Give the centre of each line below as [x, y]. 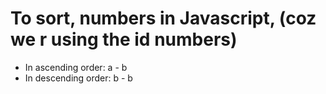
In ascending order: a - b [76, 67]
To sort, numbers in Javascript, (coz [163, 18]
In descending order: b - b [78, 78]
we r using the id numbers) [124, 39]
